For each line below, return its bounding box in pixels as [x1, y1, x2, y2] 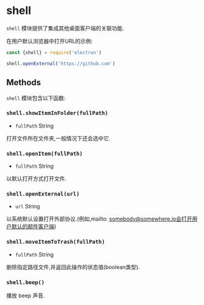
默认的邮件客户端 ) [11, 223, 56, 230]
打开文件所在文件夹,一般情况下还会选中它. [6, 134, 111, 142]
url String [15, 203, 41, 210]
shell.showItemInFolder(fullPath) [6, 110, 108, 117]
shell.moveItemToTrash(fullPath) [6, 238, 105, 245]
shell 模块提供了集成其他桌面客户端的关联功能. [6, 24, 124, 32]
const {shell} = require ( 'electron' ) [6, 49, 102, 55]
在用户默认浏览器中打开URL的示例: [6, 37, 93, 44]
